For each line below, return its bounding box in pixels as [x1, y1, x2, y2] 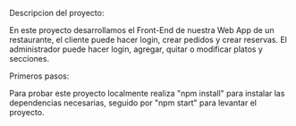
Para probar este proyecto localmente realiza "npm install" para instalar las [9, 88, 285, 98]
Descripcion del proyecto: [9, 8, 105, 18]
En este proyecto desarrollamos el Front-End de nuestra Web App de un [9, 25, 275, 35]
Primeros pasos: [9, 71, 70, 81]
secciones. [9, 54, 50, 63]
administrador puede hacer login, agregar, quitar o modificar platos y [9, 44, 264, 55]
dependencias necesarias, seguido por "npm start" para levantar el [9, 97, 258, 108]
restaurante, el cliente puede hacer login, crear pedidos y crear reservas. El [9, 35, 288, 45]
